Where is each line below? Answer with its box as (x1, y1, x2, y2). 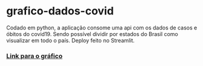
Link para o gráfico (6, 52, 62, 60)
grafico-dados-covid (6, 4, 114, 18)
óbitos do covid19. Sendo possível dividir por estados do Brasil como (6, 30, 179, 37)
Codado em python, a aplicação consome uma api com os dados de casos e (6, 24, 198, 31)
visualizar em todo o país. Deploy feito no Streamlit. (6, 37, 135, 44)
